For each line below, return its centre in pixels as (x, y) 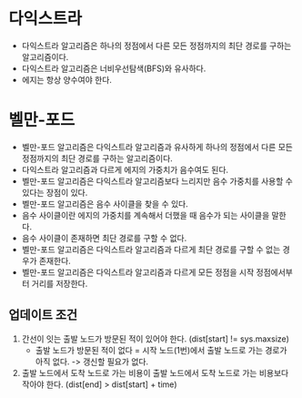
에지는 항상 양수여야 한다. (67, 79)
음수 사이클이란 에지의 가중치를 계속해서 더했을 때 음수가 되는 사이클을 (146, 215)
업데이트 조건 (43, 315)
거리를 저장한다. (60, 283)
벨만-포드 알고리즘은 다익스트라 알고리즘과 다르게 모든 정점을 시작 (138, 272)
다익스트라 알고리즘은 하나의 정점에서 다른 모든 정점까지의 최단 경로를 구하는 (156, 46)
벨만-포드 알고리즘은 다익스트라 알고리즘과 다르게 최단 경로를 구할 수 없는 (151, 249)
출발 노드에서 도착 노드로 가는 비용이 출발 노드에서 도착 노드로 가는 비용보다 (155, 372)
